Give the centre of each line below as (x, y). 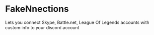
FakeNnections (37, 9)
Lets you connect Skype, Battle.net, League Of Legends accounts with (77, 22)
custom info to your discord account (42, 27)
